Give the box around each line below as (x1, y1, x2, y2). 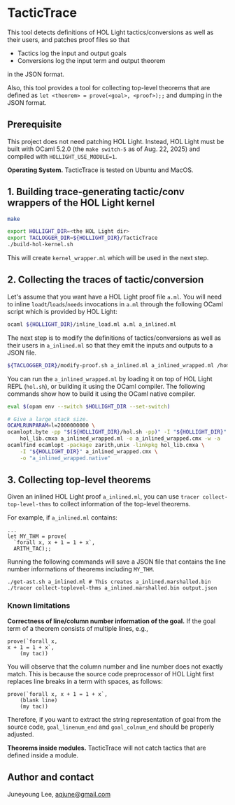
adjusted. (7, 729, 34, 739)
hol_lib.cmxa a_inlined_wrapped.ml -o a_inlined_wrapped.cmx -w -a (20, 435, 220, 442)
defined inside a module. (7, 750, 79, 760)
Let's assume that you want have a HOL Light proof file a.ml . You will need (7, 292, 222, 301)
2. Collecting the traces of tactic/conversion (7, 274, 204, 286)
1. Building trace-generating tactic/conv (7, 186, 185, 198)
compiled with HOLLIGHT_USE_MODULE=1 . (7, 152, 117, 160)
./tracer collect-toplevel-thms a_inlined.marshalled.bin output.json (7, 585, 218, 592)
